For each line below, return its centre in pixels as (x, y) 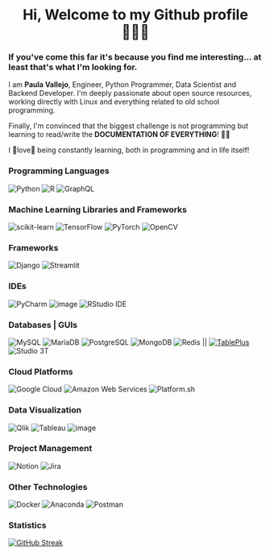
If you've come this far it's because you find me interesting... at (135, 57)
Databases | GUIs (43, 325)
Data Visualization (45, 410)
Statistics (27, 525)
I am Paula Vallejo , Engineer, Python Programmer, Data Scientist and (122, 85)
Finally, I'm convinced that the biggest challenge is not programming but (128, 126)
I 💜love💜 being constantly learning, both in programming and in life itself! (129, 150)
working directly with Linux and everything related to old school (114, 101)
